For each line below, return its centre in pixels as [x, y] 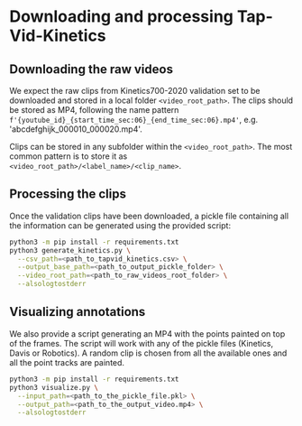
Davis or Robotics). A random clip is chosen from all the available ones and [148, 353]
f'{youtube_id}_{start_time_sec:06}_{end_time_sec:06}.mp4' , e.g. [134, 120]
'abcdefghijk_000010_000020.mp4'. [76, 129]
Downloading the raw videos [92, 69]
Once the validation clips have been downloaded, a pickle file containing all [149, 216]
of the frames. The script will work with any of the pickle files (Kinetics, [141, 343]
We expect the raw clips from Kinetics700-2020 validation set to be [135, 91]
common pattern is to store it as [69, 156]
